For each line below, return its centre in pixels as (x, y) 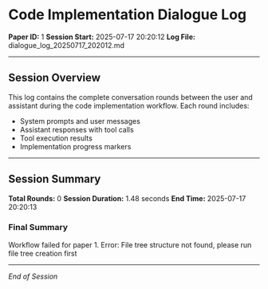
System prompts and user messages (80, 121)
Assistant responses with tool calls (77, 129)
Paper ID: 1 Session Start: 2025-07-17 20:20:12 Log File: (102, 37)
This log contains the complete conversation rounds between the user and (130, 97)
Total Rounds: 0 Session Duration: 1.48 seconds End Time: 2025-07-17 (127, 198)
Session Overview (55, 78)
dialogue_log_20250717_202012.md (67, 45)
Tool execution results (56, 138)
